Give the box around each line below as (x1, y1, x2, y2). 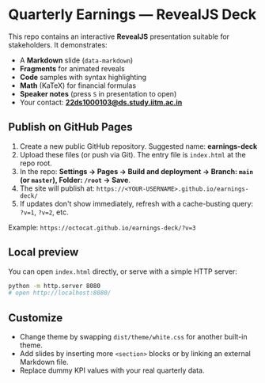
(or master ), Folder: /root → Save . (19, 175, 131, 184)
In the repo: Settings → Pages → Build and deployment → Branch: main (19, 166, 254, 176)
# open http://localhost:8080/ (8, 289, 112, 298)
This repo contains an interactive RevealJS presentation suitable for (8, 32, 230, 41)
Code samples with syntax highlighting (19, 72, 147, 82)
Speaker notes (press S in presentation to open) (19, 89, 177, 98)
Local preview (8, 245, 79, 259)
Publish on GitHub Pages (8, 120, 133, 134)
